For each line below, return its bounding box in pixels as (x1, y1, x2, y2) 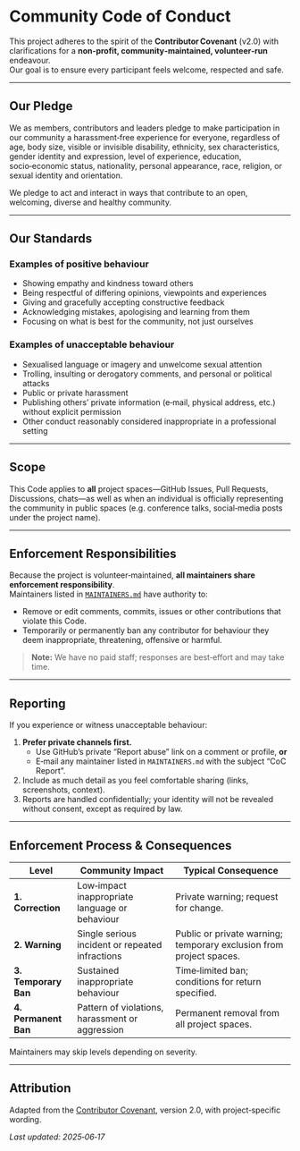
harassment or (77, 1012, 138, 1025)
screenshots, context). (21, 784, 105, 795)
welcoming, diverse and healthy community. (9, 197, 172, 207)
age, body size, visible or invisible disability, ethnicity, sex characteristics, (9, 141, 280, 152)
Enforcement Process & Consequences (9, 838, 232, 853)
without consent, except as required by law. (21, 803, 183, 815)
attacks (21, 377, 50, 388)
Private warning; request (175, 890, 279, 902)
